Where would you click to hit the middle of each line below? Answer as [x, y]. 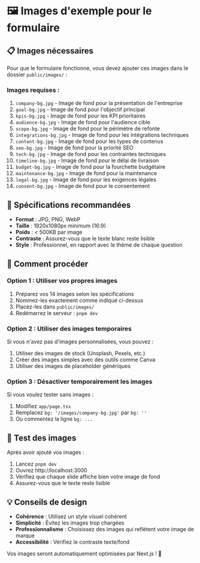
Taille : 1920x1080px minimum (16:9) [61, 226]
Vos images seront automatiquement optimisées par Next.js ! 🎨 [84, 554]
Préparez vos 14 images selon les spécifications [75, 294]
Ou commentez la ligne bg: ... [54, 419]
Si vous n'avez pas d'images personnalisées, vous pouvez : [80, 342]
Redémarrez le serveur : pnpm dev [57, 313]
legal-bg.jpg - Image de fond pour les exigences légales [86, 179]
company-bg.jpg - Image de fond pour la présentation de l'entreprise [99, 103]
